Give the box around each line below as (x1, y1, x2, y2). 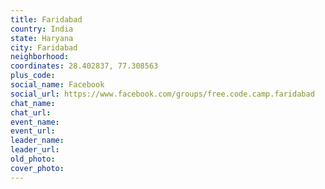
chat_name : (10, 98, 56, 108)
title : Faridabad (10, 14, 83, 25)
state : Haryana (10, 33, 74, 43)
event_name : (10, 117, 60, 127)
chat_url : (10, 107, 52, 118)
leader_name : (10, 136, 65, 146)
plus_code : (10, 71, 56, 81)
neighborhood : (10, 52, 70, 62)
